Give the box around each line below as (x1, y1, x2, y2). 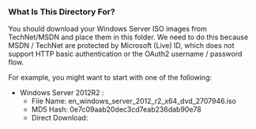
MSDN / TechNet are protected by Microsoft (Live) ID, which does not (8, 41, 235, 50)
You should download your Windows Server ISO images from (8, 24, 207, 34)
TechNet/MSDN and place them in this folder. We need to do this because (8, 32, 249, 42)
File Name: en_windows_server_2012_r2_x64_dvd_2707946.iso (31, 97, 237, 106)
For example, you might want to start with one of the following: (8, 73, 212, 83)
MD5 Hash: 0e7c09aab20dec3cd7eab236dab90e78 (31, 105, 201, 114)
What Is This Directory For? (8, 6, 116, 17)
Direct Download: (31, 113, 88, 123)
